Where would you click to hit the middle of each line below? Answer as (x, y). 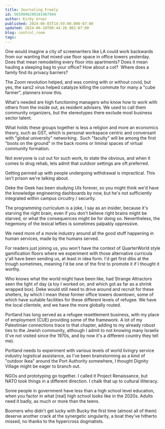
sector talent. (18, 118)
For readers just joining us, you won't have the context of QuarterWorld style (83, 248)
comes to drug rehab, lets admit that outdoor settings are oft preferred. (77, 163)
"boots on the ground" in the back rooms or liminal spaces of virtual (74, 143)
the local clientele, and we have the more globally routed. (63, 305)
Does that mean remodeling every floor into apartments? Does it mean (76, 62)
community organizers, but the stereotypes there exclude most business (79, 112)
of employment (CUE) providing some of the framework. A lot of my (74, 320)
